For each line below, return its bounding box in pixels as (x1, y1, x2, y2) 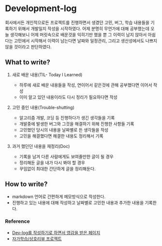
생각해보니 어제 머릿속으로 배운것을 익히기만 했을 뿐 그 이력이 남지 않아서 (10, 32, 147, 37)
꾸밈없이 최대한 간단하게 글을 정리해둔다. (19, 165, 96, 171)
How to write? (5, 180, 48, 188)
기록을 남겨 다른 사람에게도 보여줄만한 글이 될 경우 (19, 153, 114, 159)
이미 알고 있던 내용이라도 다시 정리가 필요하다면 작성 (19, 94, 118, 100)
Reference (5, 218, 30, 225)
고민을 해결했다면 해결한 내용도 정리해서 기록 (19, 133, 103, 139)
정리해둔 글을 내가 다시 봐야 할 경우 (19, 160, 86, 165)
